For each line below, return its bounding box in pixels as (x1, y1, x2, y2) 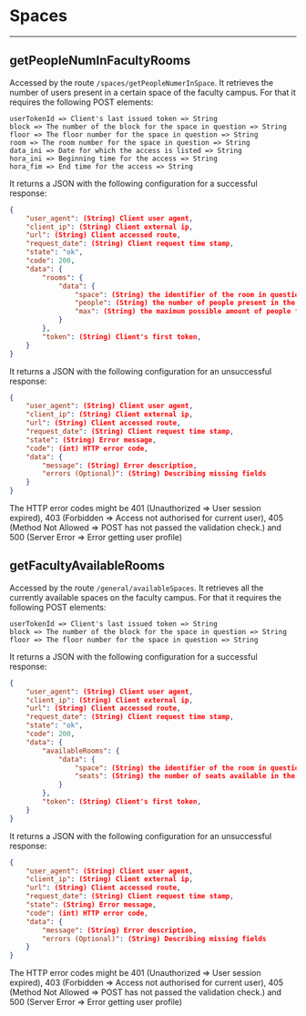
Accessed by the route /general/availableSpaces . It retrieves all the (9, 582, 264, 593)
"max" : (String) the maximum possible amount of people (74, 307, 291, 316)
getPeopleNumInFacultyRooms (9, 53, 191, 68)
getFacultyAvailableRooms (9, 558, 166, 574)
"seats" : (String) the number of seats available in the (74, 772, 296, 781)
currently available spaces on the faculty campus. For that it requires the (9, 591, 282, 602)
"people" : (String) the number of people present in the (74, 298, 296, 308)
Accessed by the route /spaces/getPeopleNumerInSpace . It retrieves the (9, 77, 274, 87)
